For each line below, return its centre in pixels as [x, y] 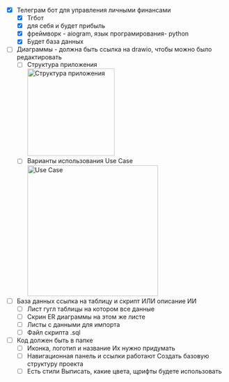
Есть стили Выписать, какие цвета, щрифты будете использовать [124, 371]
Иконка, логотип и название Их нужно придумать [101, 348]
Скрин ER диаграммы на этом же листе [86, 316]
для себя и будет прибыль [66, 26]
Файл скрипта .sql [54, 332]
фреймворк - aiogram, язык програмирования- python [108, 33]
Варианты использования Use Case [80, 161]
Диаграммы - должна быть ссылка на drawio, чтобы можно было [114, 49]
